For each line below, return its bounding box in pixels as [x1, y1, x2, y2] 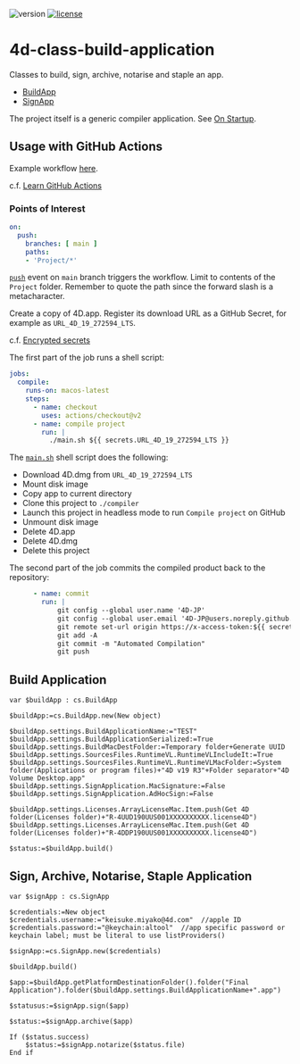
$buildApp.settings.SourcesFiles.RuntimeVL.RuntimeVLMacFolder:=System [9, 759, 281, 768]
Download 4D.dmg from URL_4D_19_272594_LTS [21, 470, 193, 480]
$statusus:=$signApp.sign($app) [9, 1001, 129, 1010]
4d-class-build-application [9, 40, 215, 60]
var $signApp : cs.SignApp [9, 892, 110, 901]
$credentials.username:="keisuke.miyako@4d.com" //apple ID [9, 915, 242, 924]
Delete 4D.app [21, 527, 76, 537]
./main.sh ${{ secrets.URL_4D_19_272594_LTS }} [48, 436, 229, 445]
